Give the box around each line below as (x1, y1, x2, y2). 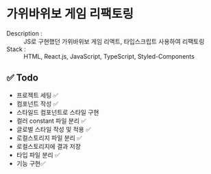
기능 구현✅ (16, 159, 46, 167)
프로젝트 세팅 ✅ (16, 91, 59, 99)
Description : (6, 29, 42, 38)
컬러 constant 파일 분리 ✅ (16, 117, 87, 125)
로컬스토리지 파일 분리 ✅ (16, 134, 83, 142)
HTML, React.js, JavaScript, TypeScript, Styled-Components (23, 52, 195, 60)
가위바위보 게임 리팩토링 (6, 6, 134, 22)
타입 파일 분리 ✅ (16, 151, 60, 159)
